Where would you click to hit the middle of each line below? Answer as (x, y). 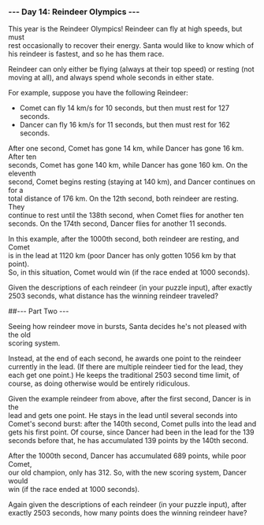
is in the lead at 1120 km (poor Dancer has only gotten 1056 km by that (122, 256)
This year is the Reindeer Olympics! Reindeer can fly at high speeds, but (125, 29)
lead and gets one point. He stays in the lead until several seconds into (123, 416)
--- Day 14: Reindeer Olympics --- (74, 12)
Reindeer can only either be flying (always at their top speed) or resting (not (131, 69)
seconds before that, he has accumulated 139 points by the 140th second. (128, 441)
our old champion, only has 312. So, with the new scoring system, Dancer (127, 473)
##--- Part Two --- (39, 311)
